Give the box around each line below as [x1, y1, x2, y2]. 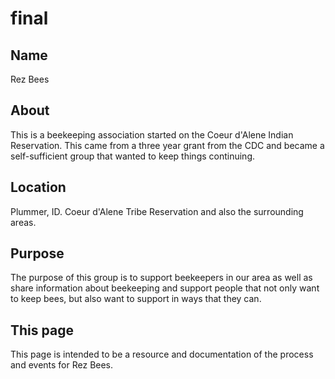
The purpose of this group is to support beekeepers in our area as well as [10, 272, 313, 284]
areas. [10, 216, 37, 228]
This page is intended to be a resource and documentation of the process [10, 348, 314, 361]
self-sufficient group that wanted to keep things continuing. [10, 150, 256, 162]
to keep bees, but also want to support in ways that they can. [10, 293, 262, 305]
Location [10, 179, 67, 196]
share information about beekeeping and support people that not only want [10, 282, 320, 294]
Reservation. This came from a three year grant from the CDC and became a [10, 139, 325, 151]
